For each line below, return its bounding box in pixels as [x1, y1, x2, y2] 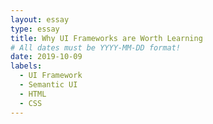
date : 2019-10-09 [10, 52, 83, 62]
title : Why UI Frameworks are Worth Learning [10, 33, 203, 43]
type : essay [10, 24, 60, 34]
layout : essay [10, 14, 70, 25]
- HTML [19, 89, 47, 99]
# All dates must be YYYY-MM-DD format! [10, 42, 182, 53]
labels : [10, 61, 43, 71]
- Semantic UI [19, 80, 78, 90]
